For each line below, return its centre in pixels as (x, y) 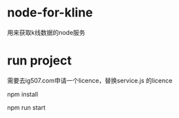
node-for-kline (50, 13)
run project (40, 61)
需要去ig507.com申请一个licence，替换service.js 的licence (90, 80)
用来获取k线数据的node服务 (46, 32)
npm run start (27, 107)
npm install (23, 94)
